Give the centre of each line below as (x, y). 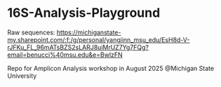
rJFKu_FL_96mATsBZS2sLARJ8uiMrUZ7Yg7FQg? (78, 47)
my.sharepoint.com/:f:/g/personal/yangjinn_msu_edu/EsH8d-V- (99, 39)
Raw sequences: (31, 32)
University (22, 76)
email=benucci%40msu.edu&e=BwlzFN (65, 55)
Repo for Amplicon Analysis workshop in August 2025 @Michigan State (111, 68)
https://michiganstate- (89, 32)
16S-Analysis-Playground (84, 13)
